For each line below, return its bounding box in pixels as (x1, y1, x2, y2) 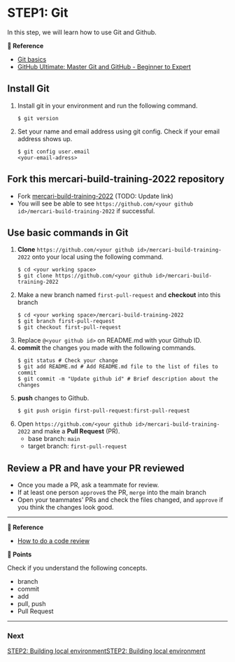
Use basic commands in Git (7, 226, 129, 238)
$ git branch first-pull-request (17, 318, 115, 325)
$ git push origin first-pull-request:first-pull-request (17, 408, 190, 415)
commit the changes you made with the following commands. (17, 344, 196, 352)
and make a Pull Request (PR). (31, 427, 120, 436)
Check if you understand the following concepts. (7, 564, 148, 573)
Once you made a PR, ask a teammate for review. (17, 481, 159, 489)
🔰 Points (7, 550, 32, 559)
